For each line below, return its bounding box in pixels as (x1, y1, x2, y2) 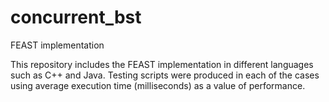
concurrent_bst (10, 6, 142, 29)
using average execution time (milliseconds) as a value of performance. (10, 79, 306, 91)
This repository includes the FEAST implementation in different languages (10, 58, 314, 70)
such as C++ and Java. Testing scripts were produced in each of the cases (10, 69, 320, 81)
